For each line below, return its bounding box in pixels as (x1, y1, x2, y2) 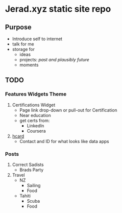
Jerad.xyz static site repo (5, 3, 111, 15)
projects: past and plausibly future (19, 57, 90, 62)
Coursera (26, 128, 46, 134)
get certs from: (19, 118, 50, 123)
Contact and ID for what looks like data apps (19, 138, 109, 144)
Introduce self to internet (12, 36, 63, 42)
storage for (12, 47, 35, 52)
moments (19, 62, 39, 68)
